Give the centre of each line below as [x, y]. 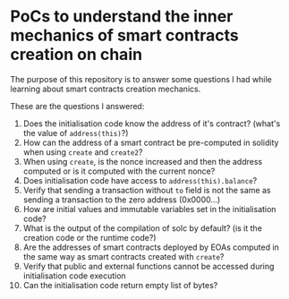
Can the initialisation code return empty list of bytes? [120, 285]
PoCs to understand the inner [122, 17]
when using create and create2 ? [83, 152]
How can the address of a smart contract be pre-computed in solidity [151, 142]
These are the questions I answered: [77, 106]
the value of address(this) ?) [76, 132]
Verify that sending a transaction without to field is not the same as [147, 190]
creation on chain [76, 55]
